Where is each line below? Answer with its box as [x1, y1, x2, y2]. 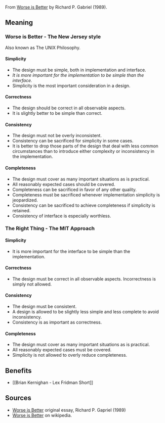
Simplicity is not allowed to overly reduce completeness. [12, 352, 127, 358]
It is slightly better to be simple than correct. [12, 110, 103, 116]
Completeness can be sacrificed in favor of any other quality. [12, 187, 137, 192]
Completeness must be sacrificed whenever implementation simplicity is [12, 191, 160, 197]
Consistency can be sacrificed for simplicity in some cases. [12, 138, 133, 144]
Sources [5, 394, 32, 402]
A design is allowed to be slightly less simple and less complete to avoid [12, 309, 159, 315]
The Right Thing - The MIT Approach [5, 225, 95, 232]
